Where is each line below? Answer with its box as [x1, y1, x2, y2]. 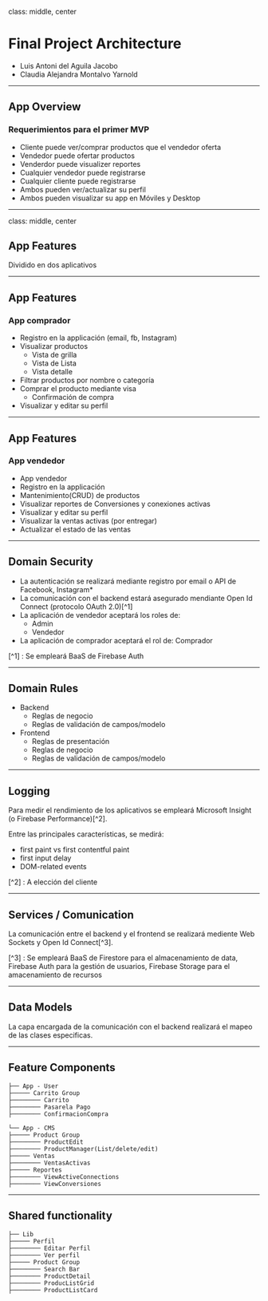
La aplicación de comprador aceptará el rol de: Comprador [19, 635, 213, 645]
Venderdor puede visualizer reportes [19, 159, 141, 168]
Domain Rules [8, 682, 78, 695]
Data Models [8, 1001, 73, 1014]
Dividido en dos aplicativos [8, 260, 97, 270]
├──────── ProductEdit [8, 1137, 84, 1146]
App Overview [8, 100, 81, 114]
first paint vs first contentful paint [19, 845, 130, 855]
